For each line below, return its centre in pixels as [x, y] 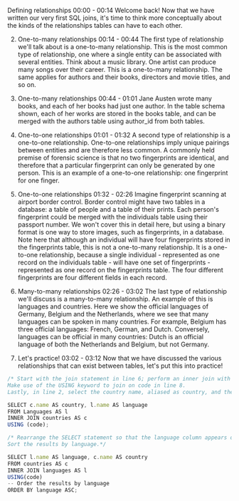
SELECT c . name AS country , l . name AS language [78, 405]
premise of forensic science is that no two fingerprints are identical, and [123, 157]
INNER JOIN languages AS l [47, 470]
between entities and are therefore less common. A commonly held [116, 150]
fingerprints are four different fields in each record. [92, 278]
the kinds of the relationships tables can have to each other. [95, 25]
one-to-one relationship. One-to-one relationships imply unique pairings [123, 143]
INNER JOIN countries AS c [47, 418]
